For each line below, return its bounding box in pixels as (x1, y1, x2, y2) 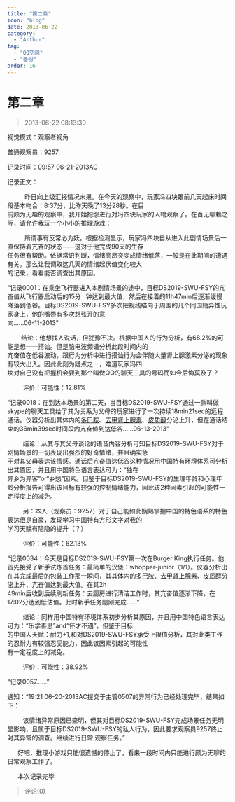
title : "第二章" (7, 10, 52, 18)
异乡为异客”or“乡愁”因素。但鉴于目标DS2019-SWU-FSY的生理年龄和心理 (7, 474, 217, 483)
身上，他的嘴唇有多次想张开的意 (13, 310, 106, 318)
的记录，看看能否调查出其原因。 (7, 268, 99, 277)
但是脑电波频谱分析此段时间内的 (55, 342, 148, 350)
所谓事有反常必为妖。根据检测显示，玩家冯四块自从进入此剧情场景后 (24, 233, 221, 242)
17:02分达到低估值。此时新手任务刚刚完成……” (7, 597, 140, 606)
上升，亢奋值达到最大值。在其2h (13, 580, 107, 588)
